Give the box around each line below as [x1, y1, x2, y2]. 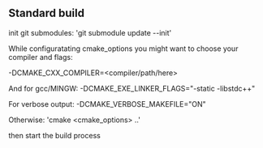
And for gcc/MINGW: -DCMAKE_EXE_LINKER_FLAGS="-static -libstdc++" [8, 83, 256, 93]
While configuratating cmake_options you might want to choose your [8, 44, 239, 53]
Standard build [8, 6, 85, 20]
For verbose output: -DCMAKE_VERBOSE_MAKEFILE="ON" [8, 99, 207, 108]
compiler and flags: [8, 52, 73, 61]
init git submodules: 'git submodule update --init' [8, 27, 172, 37]
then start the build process [8, 130, 101, 140]
